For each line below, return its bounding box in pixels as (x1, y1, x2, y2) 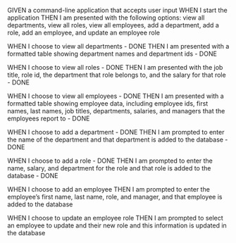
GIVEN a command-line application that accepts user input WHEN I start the (7, 6, 228, 14)
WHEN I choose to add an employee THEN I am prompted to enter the (7, 185, 210, 193)
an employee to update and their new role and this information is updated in (7, 221, 227, 230)
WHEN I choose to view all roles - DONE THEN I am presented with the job (7, 63, 223, 71)
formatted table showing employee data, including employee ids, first (7, 99, 209, 108)
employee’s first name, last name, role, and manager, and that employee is (7, 193, 223, 201)
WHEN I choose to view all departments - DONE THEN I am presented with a (7, 42, 230, 50)
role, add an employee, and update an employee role (7, 28, 161, 37)
